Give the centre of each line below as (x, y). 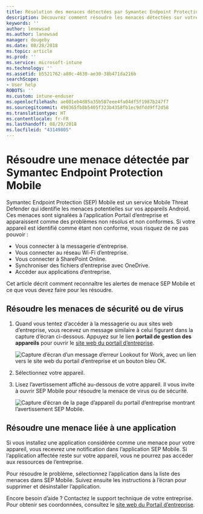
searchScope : (23, 79)
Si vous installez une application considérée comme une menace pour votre (101, 443)
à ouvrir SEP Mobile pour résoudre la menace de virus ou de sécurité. (101, 391)
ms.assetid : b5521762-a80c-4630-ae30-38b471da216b (71, 74)
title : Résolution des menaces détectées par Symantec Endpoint (89, 12)
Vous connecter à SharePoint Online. (61, 259)
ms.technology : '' (29, 68)
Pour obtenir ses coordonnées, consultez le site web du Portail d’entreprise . (101, 504)
